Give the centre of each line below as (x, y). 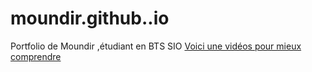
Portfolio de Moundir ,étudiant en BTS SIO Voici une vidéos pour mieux (156, 46)
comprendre (36, 56)
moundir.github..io (90, 18)
